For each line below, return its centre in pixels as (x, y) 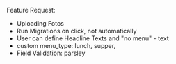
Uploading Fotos (40, 23)
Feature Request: (31, 10)
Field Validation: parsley (51, 53)
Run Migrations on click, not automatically (77, 31)
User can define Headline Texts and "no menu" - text (93, 38)
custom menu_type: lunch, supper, (66, 46)
